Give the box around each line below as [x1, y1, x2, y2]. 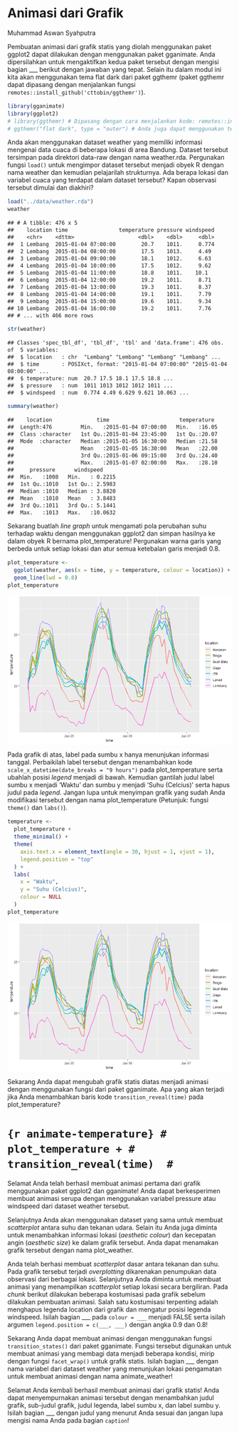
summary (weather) [7, 403, 59, 410]
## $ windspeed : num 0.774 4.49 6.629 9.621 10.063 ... [7, 389, 190, 397]
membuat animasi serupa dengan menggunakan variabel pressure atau [7, 1194, 216, 1202]
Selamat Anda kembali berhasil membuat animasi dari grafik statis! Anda [7, 1386, 219, 1394]
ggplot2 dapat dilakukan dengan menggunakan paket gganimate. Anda [7, 50, 216, 58]
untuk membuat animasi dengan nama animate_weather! [7, 1371, 173, 1381]
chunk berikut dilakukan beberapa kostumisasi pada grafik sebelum [7, 1289, 206, 1299]
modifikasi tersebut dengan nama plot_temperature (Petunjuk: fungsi [7, 796, 208, 804]
